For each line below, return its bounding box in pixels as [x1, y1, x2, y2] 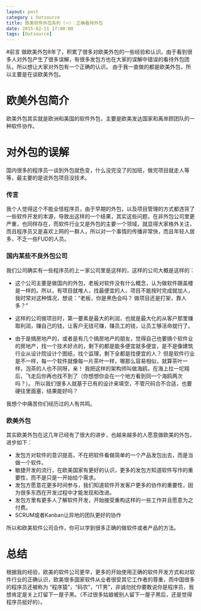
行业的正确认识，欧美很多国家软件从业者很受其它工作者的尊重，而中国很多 [11, 576, 195, 583]
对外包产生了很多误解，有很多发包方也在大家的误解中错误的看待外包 [16, 56, 184, 63]
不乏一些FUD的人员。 [16, 235, 70, 243]
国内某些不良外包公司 [6, 252, 68, 260]
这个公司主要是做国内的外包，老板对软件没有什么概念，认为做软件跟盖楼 [14, 279, 193, 287]
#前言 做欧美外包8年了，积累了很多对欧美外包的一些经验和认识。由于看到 [6, 49, 187, 56]
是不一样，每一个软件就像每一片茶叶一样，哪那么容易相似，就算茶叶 [14, 357, 183, 365]
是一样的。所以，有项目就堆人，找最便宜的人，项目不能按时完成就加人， [14, 287, 193, 294]
